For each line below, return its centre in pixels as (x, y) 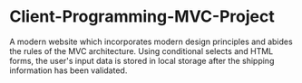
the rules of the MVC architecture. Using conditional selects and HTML (141, 51)
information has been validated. (68, 70)
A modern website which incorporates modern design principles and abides (151, 41)
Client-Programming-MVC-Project (142, 17)
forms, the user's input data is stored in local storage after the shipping (142, 60)
